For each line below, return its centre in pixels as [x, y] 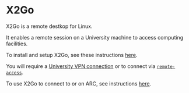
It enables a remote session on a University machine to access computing [95, 37]
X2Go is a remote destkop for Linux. [49, 26]
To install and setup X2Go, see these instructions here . [72, 55]
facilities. [17, 44]
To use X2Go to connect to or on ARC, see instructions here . [79, 83]
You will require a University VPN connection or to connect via [81, 66]
